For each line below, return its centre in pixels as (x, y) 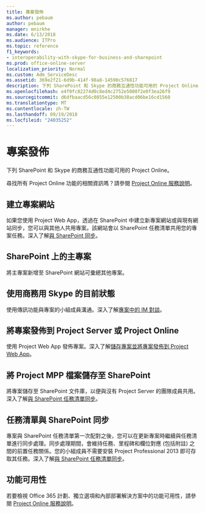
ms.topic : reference (33, 46)
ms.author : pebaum (30, 18)
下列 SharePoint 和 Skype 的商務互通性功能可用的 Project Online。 (89, 170)
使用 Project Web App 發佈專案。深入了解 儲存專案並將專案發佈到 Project (98, 347)
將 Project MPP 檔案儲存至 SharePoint (78, 375)
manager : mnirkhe (28, 29)
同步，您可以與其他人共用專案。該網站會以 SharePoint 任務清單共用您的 (102, 228)
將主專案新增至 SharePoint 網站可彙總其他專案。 (67, 272)
